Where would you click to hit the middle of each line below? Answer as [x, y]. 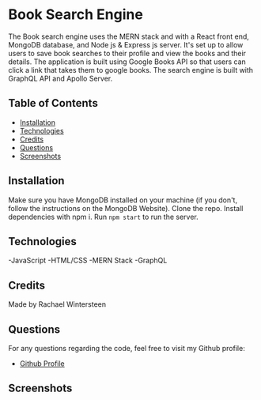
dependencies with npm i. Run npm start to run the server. [104, 217]
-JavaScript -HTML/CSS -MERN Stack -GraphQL [88, 260]
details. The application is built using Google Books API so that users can [127, 62]
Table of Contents [53, 103]
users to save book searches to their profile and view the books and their [127, 53]
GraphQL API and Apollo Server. [61, 78]
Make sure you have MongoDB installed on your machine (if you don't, [123, 200]
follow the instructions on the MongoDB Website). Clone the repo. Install [126, 208]
